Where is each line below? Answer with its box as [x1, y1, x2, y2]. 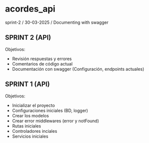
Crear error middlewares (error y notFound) [12, 118, 99, 124]
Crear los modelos [12, 112, 50, 118]
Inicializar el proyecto [12, 102, 55, 108]
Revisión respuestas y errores [12, 56, 72, 62]
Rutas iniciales [12, 123, 41, 129]
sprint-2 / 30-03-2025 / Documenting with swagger [5, 19, 109, 25]
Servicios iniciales [12, 133, 49, 139]
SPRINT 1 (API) [5, 80, 50, 88]
